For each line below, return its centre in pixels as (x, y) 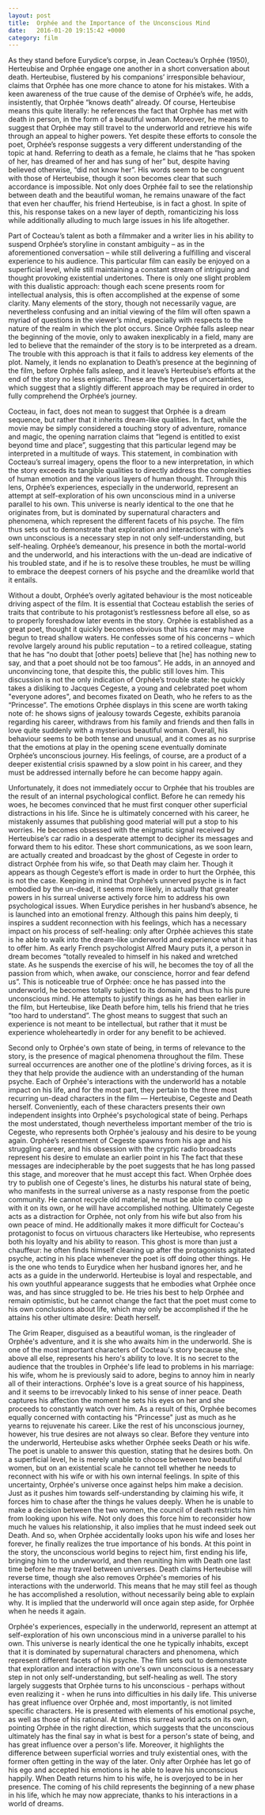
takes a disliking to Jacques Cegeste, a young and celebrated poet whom (128, 688)
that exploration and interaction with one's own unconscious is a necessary (131, 1669)
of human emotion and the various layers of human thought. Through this (128, 479)
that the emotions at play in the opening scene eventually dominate (117, 748)
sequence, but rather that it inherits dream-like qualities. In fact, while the (128, 420)
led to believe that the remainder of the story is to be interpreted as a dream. (132, 345)
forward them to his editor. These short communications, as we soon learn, (131, 847)
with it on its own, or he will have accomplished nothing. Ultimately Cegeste (131, 1208)
